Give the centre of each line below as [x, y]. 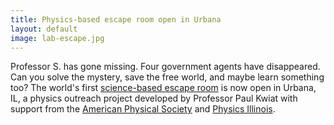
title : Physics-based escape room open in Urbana [116, 19]
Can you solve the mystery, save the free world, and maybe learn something [167, 77]
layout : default [44, 29]
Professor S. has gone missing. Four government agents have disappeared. [165, 67]
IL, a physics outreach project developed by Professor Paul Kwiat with [154, 98]
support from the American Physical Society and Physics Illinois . [143, 109]
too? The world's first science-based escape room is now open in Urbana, [163, 88]
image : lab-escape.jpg [57, 38]
